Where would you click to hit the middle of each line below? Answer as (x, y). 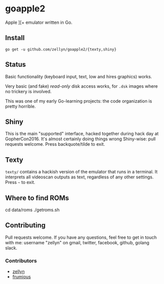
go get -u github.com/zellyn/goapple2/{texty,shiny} (61, 49)
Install (15, 38)
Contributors (21, 261)
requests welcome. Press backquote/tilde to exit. (55, 144)
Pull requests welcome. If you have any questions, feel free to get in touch (81, 237)
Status (16, 65)
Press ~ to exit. (20, 182)
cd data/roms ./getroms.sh (32, 210)
